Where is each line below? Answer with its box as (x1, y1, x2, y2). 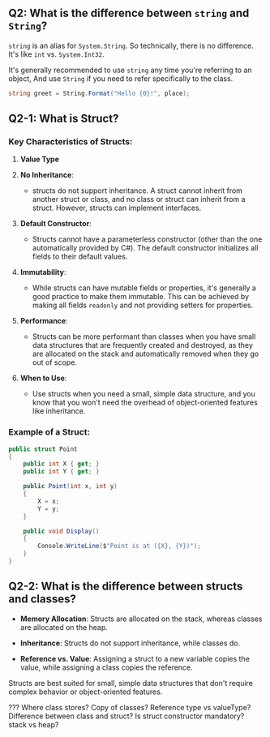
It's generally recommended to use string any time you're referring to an (8, 65, 253, 75)
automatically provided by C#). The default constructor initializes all (32, 243, 259, 253)
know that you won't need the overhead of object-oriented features (32, 397, 258, 408)
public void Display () (23, 527, 100, 535)
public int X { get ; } (23, 460, 100, 469)
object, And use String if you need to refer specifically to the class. (8, 73, 234, 84)
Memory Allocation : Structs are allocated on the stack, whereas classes (19, 614, 263, 623)
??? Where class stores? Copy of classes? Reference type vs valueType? (8, 702, 251, 712)
